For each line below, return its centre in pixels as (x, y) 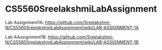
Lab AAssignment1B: (26, 37)
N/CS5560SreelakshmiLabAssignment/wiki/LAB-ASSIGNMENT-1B (72, 42)
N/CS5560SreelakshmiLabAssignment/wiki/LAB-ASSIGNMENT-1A (72, 27)
